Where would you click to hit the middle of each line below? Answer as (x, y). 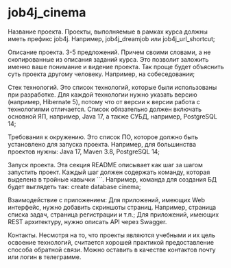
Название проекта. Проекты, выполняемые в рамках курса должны (108, 32)
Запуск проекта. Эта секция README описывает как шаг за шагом (105, 165)
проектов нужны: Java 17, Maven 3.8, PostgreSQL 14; (84, 151)
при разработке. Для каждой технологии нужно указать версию (102, 95)
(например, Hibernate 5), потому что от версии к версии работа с (104, 101)
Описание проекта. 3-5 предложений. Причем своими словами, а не (109, 52)
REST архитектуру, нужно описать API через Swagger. (87, 221)
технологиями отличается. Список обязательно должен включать (105, 109)
